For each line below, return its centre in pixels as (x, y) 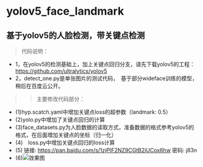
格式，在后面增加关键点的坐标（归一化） (66, 135)
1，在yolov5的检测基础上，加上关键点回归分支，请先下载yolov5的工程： (105, 64)
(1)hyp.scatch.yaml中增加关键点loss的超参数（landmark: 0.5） (93, 112)
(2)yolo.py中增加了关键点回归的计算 (60, 120)
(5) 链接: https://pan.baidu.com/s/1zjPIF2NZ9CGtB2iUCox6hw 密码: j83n (106, 150)
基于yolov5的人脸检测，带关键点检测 (76, 35)
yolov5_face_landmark (65, 11)
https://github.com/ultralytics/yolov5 (61, 71)
